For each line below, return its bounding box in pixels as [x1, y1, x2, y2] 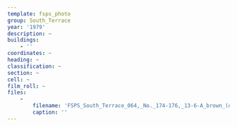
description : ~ [7, 30, 52, 37]
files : [7, 89, 27, 96]
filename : [32, 102, 61, 109]
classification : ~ [7, 63, 61, 70]
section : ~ [7, 69, 39, 76]
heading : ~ [7, 56, 39, 64]
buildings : [7, 37, 39, 44]
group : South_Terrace [7, 17, 71, 24]
